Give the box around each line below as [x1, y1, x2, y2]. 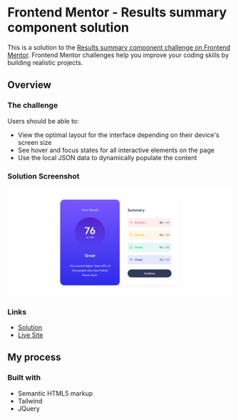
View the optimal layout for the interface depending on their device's [17, 130, 219, 139]
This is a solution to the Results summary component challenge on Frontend [7, 43, 231, 51]
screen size [17, 138, 52, 146]
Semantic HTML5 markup [17, 389, 93, 397]
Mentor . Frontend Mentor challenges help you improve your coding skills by [7, 51, 229, 59]
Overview [7, 79, 52, 91]
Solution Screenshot [7, 171, 80, 181]
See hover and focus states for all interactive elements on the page [17, 146, 215, 154]
